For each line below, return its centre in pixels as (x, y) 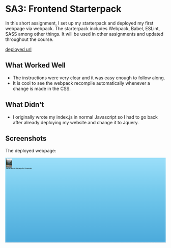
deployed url (19, 49)
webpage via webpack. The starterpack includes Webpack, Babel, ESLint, (83, 28)
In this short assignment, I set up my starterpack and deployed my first (79, 23)
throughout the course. (30, 39)
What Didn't (25, 105)
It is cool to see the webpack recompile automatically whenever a (81, 83)
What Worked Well (36, 65)
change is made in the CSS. (42, 88)
